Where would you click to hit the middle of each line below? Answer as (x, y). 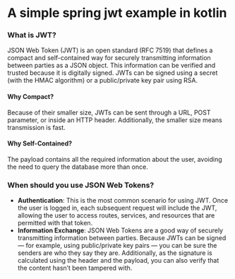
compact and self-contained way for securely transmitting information (109, 58)
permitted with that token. (55, 223)
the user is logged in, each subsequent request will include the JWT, (117, 208)
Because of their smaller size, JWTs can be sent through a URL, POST (109, 112)
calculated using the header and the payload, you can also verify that (118, 261)
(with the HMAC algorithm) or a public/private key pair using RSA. (103, 81)
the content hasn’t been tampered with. (75, 268)
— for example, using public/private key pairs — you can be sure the (117, 246)
